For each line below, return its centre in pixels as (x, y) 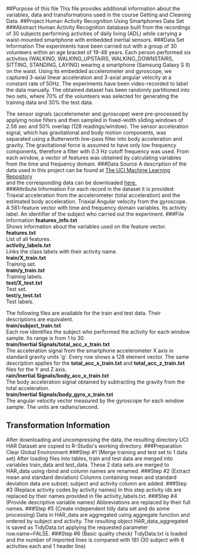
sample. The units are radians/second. (53, 407)
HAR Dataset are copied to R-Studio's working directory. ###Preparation (94, 446)
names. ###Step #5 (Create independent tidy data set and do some (88, 508)
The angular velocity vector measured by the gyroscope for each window (95, 401)
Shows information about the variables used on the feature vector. (86, 227)
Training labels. (25, 277)
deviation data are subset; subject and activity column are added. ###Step (96, 483)
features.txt (21, 233)
